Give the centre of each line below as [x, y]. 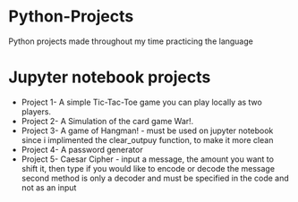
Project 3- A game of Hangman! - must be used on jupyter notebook [147, 130]
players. [36, 111]
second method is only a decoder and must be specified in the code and [155, 178]
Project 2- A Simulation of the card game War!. [107, 121]
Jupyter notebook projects [110, 77]
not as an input [49, 187]
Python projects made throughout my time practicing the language [131, 41]
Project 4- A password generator [82, 149]
